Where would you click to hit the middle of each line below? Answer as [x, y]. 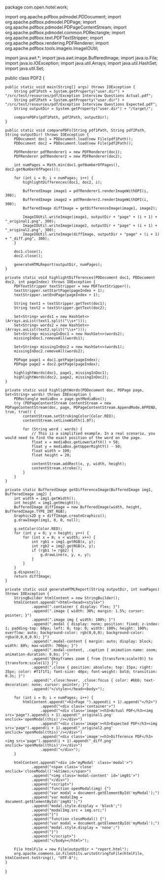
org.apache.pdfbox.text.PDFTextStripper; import [54, 38]
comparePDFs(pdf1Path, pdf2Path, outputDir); [62, 117]
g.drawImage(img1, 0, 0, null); [47, 520]
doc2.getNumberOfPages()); [33, 169]
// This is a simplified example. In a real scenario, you [93, 434]
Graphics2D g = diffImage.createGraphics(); [60, 516]
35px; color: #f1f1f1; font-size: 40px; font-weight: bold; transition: [81, 672]
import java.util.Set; [25, 68]
